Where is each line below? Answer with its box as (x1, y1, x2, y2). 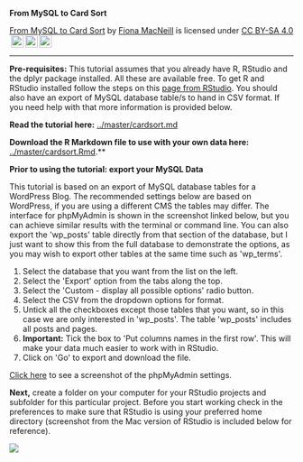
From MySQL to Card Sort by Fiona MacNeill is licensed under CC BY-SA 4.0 (9, 25, 294, 35)
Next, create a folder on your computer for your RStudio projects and (9, 387, 267, 398)
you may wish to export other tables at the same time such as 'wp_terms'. (9, 248, 283, 259)
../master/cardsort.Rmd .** (9, 146, 106, 157)
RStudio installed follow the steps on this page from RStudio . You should (9, 83, 278, 93)
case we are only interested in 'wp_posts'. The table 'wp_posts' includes (22, 314, 292, 324)
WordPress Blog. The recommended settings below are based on (9, 191, 252, 201)
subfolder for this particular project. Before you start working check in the (9, 397, 283, 407)
